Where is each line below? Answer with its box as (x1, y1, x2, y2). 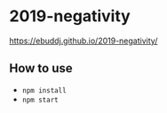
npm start (21, 95, 60, 104)
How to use (9, 61, 73, 76)
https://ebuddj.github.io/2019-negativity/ (9, 35, 158, 46)
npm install (21, 86, 67, 94)
